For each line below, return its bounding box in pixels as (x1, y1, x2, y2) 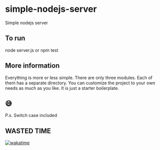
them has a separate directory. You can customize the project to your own (5, 80, 156, 86)
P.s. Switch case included (5, 112, 58, 118)
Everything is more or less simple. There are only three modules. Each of (5, 75, 153, 80)
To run (5, 34, 26, 42)
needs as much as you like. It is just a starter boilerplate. (5, 85, 119, 91)
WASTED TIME (5, 127, 51, 135)
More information (5, 62, 60, 70)
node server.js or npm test (5, 47, 59, 53)
